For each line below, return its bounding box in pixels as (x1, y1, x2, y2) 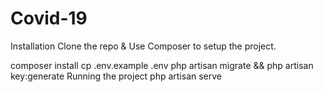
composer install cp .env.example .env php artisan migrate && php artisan (10, 59, 314, 71)
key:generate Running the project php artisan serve (10, 70, 223, 82)
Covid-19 (10, 7, 88, 30)
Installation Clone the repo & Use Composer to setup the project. (10, 40, 277, 52)
